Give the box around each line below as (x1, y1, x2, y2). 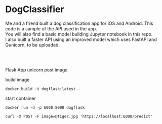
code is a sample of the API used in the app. (5, 25, 97, 31)
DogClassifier (5, 4, 64, 15)
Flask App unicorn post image (5, 67, 68, 73)
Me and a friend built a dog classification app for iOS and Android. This (5, 20, 153, 26)
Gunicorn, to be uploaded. (5, 42, 60, 48)
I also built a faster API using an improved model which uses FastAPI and (5, 36, 157, 43)
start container (5, 95, 36, 101)
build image (5, 76, 30, 82)
